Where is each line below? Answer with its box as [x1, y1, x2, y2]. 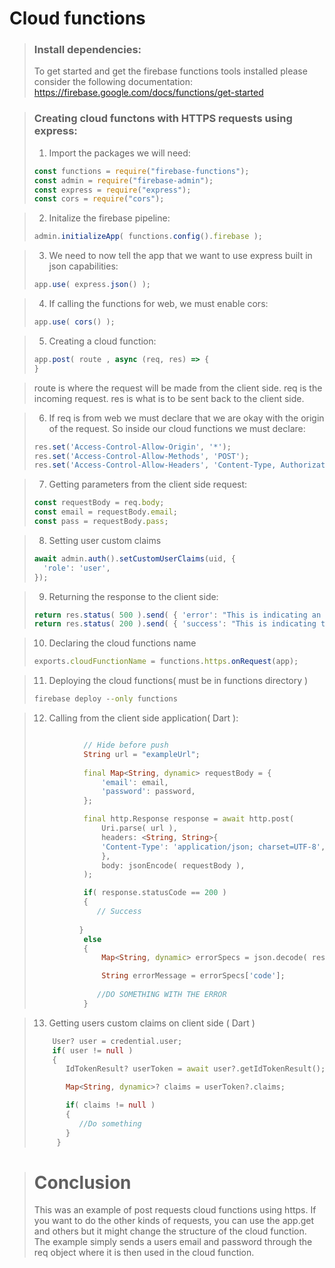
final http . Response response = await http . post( [83, 814, 295, 824]
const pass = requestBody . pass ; [33, 517, 169, 527]
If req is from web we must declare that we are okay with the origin [48, 412, 325, 424]
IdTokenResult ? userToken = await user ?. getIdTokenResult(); [65, 1064, 326, 1074]
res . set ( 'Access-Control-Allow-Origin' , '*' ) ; [33, 442, 232, 452]
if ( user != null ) [52, 1045, 134, 1056]
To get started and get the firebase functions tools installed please [33, 65, 308, 77]
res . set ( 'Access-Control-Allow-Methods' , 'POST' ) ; [33, 451, 250, 461]
